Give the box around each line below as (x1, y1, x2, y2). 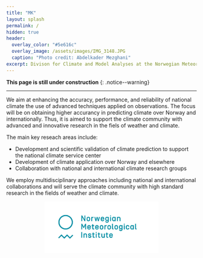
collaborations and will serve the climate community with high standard (6, 183, 184, 190)
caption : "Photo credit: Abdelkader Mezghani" (11, 55, 131, 61)
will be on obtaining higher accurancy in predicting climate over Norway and (6, 109, 196, 116)
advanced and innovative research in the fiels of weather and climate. (6, 121, 180, 129)
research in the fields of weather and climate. (6, 189, 119, 197)
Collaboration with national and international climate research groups (14, 165, 187, 172)
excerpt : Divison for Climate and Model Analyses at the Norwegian (6, 61, 180, 67)
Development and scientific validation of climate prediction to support (14, 145, 189, 152)
